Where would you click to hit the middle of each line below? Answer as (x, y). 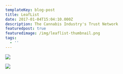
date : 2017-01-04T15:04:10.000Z (39, 19)
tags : (11, 38)
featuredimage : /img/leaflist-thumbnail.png (53, 33)
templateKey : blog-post (30, 10)
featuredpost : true (26, 29)
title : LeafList (22, 15)
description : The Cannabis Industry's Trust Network (62, 24)
